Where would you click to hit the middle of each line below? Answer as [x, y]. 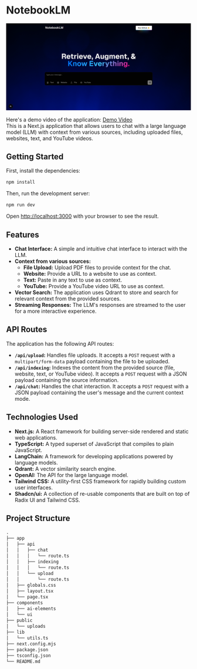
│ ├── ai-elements [31, 609]
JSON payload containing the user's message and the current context [99, 392]
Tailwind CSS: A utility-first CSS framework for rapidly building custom [100, 481]
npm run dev [21, 205]
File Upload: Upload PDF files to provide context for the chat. [97, 268]
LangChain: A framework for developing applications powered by [94, 456]
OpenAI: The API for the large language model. [72, 475]
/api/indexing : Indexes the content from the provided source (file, [95, 367]
